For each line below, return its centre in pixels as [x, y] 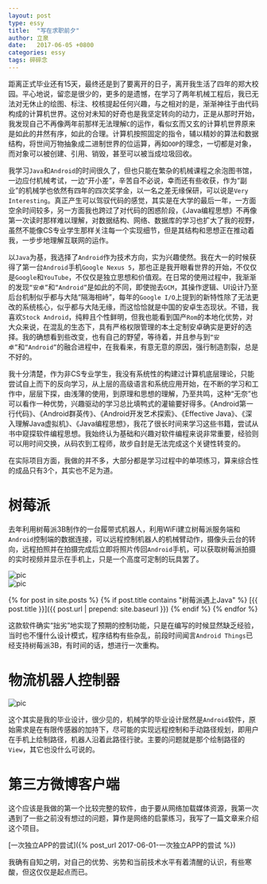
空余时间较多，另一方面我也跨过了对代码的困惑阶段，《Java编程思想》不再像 [133, 210]
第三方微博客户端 [64, 784]
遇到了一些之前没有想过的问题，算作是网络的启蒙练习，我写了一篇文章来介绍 [133, 818]
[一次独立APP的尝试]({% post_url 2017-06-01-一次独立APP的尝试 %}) [122, 845]
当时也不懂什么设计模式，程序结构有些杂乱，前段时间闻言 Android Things [127, 635]
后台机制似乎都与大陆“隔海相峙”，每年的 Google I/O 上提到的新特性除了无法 [130, 297]
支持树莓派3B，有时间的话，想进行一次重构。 [89, 645]
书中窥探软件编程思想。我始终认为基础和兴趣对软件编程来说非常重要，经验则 [133, 433]
